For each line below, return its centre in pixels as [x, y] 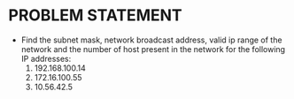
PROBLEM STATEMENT [95, 15]
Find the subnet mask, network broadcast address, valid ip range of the [151, 40]
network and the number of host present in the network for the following [153, 49]
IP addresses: [46, 58]
